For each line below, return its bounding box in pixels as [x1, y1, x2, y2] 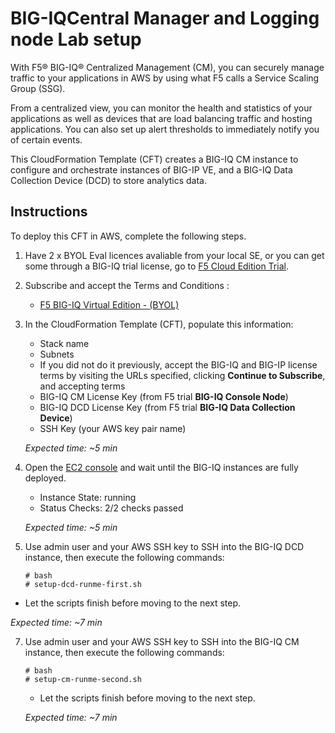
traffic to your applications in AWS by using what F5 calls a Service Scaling [10, 72, 320, 84]
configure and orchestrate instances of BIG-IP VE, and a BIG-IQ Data [10, 163, 293, 176]
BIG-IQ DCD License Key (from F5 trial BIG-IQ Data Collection [39, 401, 296, 413]
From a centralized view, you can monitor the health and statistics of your [10, 102, 313, 114]
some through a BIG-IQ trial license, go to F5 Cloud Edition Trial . [24, 260, 289, 272]
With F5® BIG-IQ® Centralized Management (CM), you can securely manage [10, 61, 325, 73]
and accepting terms [39, 380, 126, 392]
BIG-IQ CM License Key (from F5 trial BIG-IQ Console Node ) [39, 390, 289, 402]
